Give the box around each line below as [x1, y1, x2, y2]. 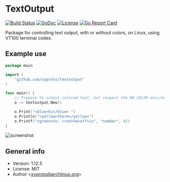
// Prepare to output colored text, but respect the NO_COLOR [14, 96, 148, 101]
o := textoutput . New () [14, 100, 62, 105]
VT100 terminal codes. [5, 35, 52, 41]
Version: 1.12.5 [12, 160, 42, 167]
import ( [5, 72, 24, 77]
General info [5, 147, 45, 156]
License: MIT [12, 166, 40, 172]
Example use [5, 50, 47, 58]
